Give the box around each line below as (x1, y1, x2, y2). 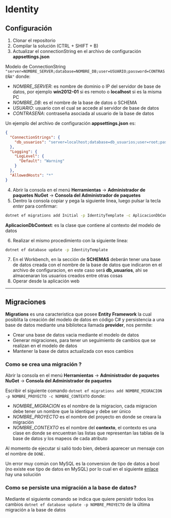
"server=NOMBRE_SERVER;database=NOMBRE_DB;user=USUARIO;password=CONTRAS (5, 69, 165, 74)
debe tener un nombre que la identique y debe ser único (12, 408, 131, 415)
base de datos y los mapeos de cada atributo (12, 435, 108, 442)
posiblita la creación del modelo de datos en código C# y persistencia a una (5, 317, 164, 323)
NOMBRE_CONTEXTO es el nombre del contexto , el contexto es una (12, 425, 157, 431)
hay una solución (5, 472, 41, 478)
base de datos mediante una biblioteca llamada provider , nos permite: (5, 322, 153, 328)
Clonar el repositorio (12, 37, 56, 43)
